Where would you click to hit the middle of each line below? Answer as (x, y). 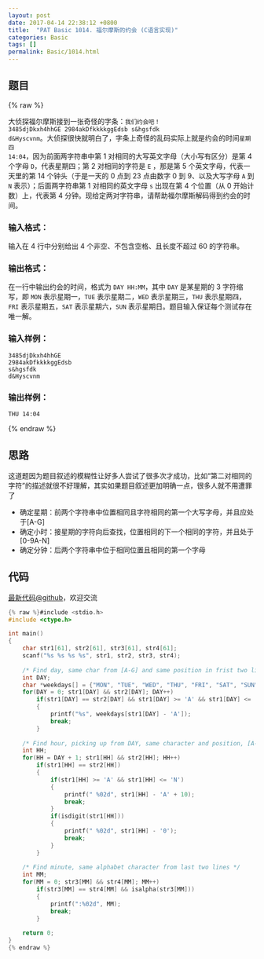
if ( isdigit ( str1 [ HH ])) (87, 816)
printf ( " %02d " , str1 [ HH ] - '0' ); (121, 831)
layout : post (29, 15)
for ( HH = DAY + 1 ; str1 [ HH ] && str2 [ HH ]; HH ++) (101, 758)
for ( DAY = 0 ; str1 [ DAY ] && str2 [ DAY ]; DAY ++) (98, 692)
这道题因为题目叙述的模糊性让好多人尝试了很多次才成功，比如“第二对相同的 (130, 475)
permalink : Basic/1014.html (54, 52)
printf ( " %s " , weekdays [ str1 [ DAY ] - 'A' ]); (121, 714)
